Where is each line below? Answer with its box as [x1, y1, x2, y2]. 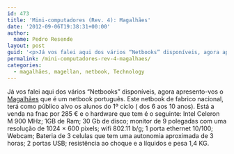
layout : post [7, 42, 45, 49]
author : [7, 29, 30, 37]
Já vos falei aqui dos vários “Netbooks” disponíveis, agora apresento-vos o [7, 87, 224, 96]
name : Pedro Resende [13, 36, 73, 43]
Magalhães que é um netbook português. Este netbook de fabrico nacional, [7, 94, 224, 103]
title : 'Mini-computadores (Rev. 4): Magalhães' [7, 17, 151, 24]
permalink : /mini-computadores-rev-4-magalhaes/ [7, 55, 151, 62]
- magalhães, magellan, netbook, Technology [13, 68, 145, 75]
